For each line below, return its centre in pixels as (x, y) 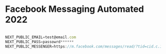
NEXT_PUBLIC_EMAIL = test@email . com (41, 37)
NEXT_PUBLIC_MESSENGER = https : (36, 46)
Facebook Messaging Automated (75, 9)
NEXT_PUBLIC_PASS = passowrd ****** (40, 42)
